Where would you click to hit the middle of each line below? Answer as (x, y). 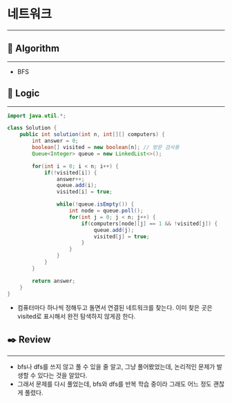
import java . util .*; (37, 116)
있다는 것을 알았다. (62, 375)
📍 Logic (23, 94)
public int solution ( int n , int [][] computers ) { (93, 135)
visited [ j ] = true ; (122, 236)
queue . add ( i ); (77, 186)
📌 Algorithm (33, 49)
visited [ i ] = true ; (84, 192)
